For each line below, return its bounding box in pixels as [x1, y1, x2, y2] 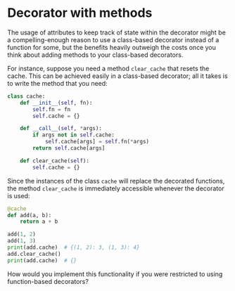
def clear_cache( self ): [20, 157, 90, 164]
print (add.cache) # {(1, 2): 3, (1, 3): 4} [7, 244, 140, 251]
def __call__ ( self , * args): [20, 125, 102, 132]
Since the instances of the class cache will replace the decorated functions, [7, 176, 225, 185]
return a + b [20, 218, 58, 226]
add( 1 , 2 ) [7, 231, 37, 238]
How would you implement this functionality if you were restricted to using [7, 269, 223, 278]
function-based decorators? [7, 277, 89, 285]
